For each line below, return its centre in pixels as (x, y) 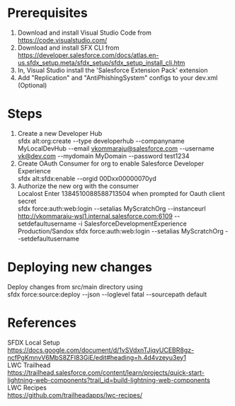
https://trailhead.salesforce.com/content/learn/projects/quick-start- (106, 372)
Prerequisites (48, 13)
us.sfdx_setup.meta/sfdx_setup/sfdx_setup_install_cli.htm (101, 62)
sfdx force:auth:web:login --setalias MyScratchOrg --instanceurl (112, 208)
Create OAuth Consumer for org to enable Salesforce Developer (111, 163)
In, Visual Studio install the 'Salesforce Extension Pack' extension (113, 70)
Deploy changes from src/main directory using (75, 286)
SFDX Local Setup (34, 342)
